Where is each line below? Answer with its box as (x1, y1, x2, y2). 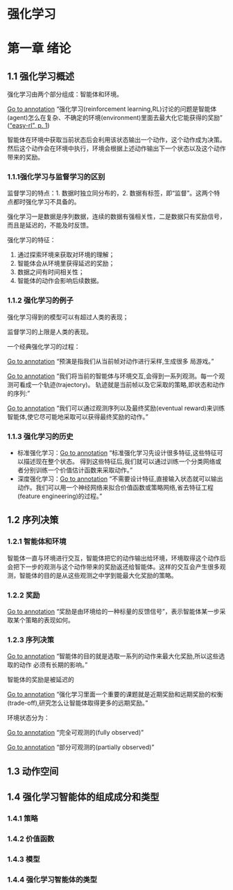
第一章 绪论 (7, 41, 71, 56)
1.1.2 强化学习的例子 (7, 296, 74, 305)
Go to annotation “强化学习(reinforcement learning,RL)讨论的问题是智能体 (7, 105, 217, 113)
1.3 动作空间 (7, 765, 59, 777)
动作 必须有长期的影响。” (19, 660, 88, 669)
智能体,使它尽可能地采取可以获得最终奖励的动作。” (7, 412, 149, 420)
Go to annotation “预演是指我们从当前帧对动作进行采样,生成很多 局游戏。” (7, 357, 214, 365)
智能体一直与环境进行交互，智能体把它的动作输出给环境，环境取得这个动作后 (7, 554, 226, 562)
